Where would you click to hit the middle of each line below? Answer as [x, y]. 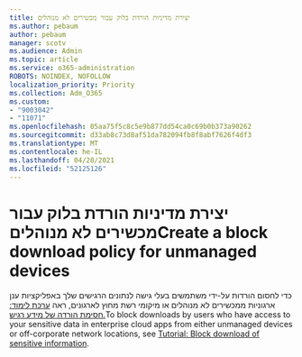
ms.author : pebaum [44, 26]
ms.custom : [30, 101]
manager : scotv [38, 43]
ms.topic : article [44, 59]
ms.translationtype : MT [54, 143]
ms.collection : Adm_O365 [56, 93]
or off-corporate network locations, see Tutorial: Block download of [134, 334]
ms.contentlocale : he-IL [56, 151]
